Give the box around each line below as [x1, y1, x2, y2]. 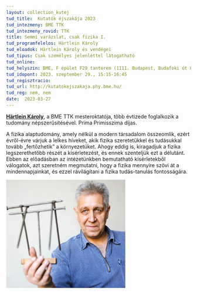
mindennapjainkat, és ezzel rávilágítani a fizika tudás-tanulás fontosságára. [6, 168, 188, 175]
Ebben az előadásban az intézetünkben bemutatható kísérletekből [6, 156, 166, 163]
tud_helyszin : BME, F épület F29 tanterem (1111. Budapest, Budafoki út [6, 65, 188, 71]
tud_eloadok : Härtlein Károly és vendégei [6, 47, 111, 53]
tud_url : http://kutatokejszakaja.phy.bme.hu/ [6, 84, 122, 90]
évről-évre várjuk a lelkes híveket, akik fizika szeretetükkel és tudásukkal [6, 137, 182, 144]
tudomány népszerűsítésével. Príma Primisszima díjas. [6, 119, 138, 126]
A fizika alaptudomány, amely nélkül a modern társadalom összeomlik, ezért [6, 130, 190, 137]
